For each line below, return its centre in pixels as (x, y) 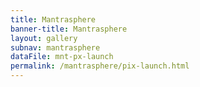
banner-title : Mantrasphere (69, 29)
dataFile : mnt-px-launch (62, 57)
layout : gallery (44, 38)
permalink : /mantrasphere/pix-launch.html (100, 66)
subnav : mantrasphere (55, 47)
